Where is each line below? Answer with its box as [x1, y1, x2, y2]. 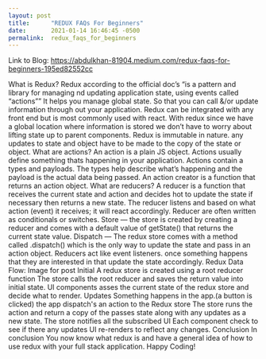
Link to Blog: [8, 56, 49, 65]
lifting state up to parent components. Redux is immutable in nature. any [8, 131, 244, 140]
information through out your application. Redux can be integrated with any [8, 105, 254, 115]
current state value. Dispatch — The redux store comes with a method [8, 232, 238, 241]
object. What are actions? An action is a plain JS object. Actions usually [8, 147, 242, 157]
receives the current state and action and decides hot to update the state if [8, 189, 253, 199]
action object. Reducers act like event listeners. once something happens [8, 248, 249, 259]
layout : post [8, 11, 52, 20]
